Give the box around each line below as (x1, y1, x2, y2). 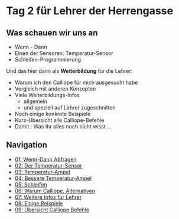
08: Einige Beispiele (14, 199, 63, 207)
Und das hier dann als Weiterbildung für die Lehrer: (6, 67, 133, 75)
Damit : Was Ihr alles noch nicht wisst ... (14, 123, 112, 130)
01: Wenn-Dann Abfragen (14, 156, 77, 163)
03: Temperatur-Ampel (14, 168, 71, 175)
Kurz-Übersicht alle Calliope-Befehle (14, 117, 105, 124)
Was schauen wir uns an (6, 28, 98, 38)
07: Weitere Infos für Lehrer (14, 194, 82, 201)
